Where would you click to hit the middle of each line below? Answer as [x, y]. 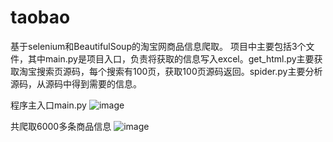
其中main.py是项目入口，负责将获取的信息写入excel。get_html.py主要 [171, 58]
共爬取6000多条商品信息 [61, 126]
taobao [40, 17]
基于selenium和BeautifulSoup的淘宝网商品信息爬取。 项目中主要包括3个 [158, 46]
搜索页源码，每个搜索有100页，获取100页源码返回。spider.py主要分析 [179, 71]
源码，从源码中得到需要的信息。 [76, 83]
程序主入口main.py [48, 105]
